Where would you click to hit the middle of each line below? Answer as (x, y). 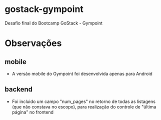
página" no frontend (32, 112)
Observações (33, 43)
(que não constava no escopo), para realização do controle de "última (84, 106)
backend (19, 89)
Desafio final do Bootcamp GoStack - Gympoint (54, 23)
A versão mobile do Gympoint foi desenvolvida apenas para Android (82, 73)
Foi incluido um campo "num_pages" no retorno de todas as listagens (84, 101)
